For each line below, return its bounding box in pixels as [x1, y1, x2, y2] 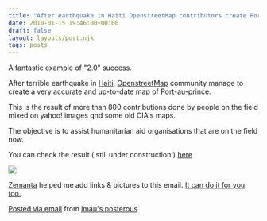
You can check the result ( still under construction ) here [8, 150, 193, 160]
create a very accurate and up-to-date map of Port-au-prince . [8, 87, 212, 96]
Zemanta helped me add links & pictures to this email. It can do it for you [8, 180, 246, 190]
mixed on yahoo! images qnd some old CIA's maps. [8, 111, 176, 120]
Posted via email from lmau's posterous [8, 204, 138, 214]
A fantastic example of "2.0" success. [8, 63, 133, 72]
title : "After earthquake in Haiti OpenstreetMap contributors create [8, 11, 247, 20]
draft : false [8, 26, 52, 34]
